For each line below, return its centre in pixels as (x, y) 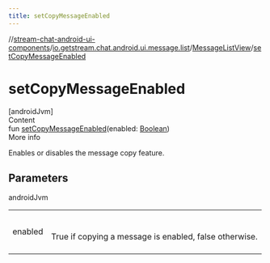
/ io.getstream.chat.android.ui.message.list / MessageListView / (152, 47)
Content (22, 120)
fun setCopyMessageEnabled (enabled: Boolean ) (89, 128)
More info (25, 137)
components (30, 47)
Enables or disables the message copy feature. (86, 153)
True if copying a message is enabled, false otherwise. (154, 237)
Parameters (38, 178)
